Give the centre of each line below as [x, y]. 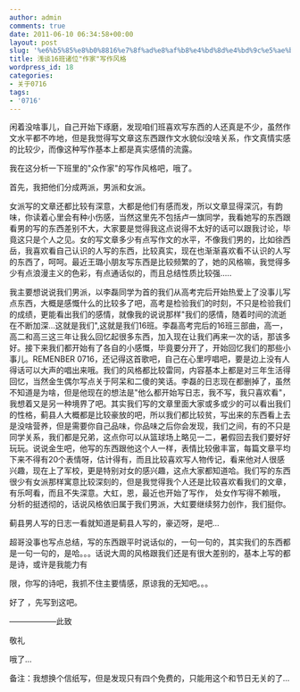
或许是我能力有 [60, 564]
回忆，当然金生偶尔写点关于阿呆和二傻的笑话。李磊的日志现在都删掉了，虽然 [150, 381]
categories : [31, 76]
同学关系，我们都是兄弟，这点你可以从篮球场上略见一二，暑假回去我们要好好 [150, 438]
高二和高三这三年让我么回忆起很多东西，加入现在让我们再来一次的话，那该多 [150, 337]
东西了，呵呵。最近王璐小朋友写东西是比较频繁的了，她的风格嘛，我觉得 [150, 262]
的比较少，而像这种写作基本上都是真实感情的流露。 [103, 149]
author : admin [36, 17]
